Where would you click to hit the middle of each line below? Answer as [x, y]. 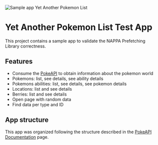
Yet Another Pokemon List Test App [79, 27]
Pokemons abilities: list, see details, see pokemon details [69, 84]
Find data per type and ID [38, 104]
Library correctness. [26, 46]
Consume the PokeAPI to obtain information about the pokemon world [83, 73]
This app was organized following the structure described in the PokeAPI [78, 132]
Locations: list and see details [42, 89]
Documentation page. [27, 137]
